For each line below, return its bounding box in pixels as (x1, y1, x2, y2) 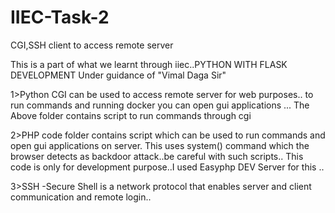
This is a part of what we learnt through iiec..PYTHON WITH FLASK (10, 58, 288, 70)
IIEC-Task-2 (10, 6, 110, 29)
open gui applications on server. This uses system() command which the (10, 139, 310, 151)
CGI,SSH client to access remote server (10, 39, 174, 51)
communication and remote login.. (10, 191, 152, 203)
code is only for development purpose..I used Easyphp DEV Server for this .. (10, 161, 325, 173)
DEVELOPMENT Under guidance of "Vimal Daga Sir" (10, 69, 227, 81)
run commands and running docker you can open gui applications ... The (10, 99, 310, 111)
